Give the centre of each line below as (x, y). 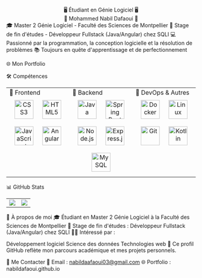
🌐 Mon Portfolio (26, 64)
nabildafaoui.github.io (33, 269)
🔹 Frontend (25, 93)
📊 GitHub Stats (25, 187)
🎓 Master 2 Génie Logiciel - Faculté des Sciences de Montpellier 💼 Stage (98, 25)
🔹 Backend (88, 93)
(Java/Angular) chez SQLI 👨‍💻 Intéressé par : (61, 232)
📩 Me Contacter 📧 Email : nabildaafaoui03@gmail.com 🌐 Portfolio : (89, 262)
